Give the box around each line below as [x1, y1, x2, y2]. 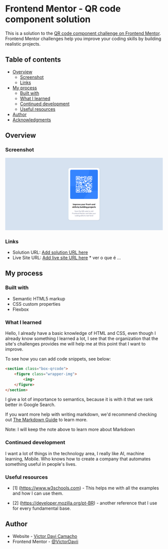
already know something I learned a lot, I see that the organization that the [5, 335, 158, 341]
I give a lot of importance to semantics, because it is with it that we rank [5, 397, 153, 403]
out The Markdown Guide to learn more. [5, 417, 88, 423]
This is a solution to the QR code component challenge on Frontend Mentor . [5, 30, 161, 36]
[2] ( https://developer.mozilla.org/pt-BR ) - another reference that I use [12, 500, 157, 506]
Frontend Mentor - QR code [5, 3, 121, 15]
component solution [5, 14, 91, 25]
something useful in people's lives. [5, 461, 77, 467]
